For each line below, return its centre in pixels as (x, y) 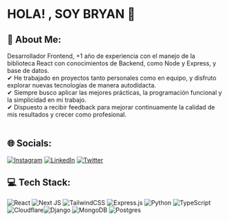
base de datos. (28, 71)
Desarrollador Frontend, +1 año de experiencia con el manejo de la (101, 56)
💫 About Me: (34, 40)
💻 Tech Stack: (39, 183)
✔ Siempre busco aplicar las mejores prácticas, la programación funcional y (115, 93)
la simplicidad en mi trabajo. (47, 100)
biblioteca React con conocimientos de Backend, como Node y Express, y (112, 63)
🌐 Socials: (30, 144)
